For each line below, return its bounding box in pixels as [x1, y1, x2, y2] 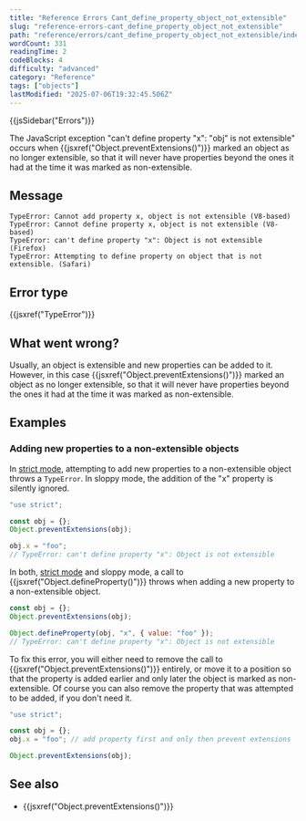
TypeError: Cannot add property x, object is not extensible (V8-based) [9, 212, 291, 222]
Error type [9, 285, 68, 300]
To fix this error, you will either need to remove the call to [9, 653, 223, 664]
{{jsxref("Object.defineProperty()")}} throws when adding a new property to [9, 577, 295, 587]
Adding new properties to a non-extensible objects [9, 442, 240, 455]
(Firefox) [9, 244, 47, 254]
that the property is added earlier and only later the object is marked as [9, 672, 277, 684]
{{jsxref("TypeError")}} [9, 309, 96, 320]
